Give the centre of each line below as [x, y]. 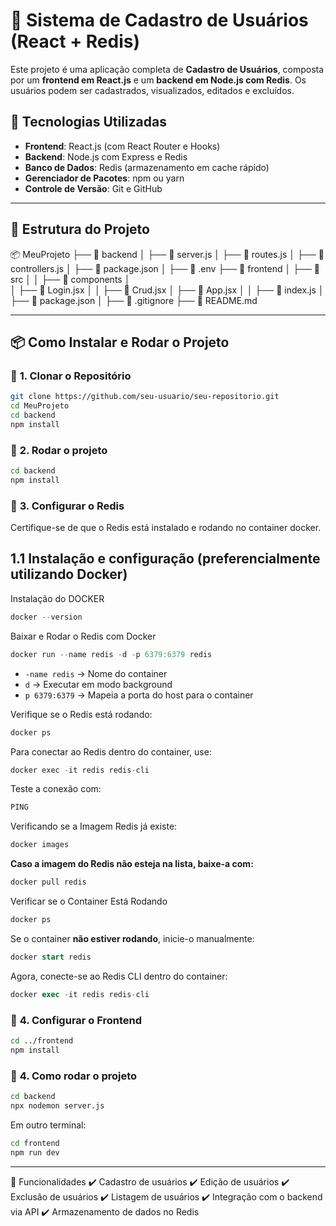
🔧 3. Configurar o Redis [67, 506]
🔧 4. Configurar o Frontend [76, 1020]
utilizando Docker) [69, 574]
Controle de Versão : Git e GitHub [93, 188]
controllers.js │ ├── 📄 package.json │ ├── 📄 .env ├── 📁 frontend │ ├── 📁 [165, 268]
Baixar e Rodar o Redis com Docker [83, 636]
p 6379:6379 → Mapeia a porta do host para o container [139, 695]
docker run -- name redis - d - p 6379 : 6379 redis [111, 654]
